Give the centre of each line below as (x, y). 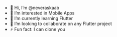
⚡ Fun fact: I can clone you (37, 29)
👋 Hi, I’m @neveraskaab (34, 8)
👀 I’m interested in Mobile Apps (42, 13)
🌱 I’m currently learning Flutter (41, 18)
